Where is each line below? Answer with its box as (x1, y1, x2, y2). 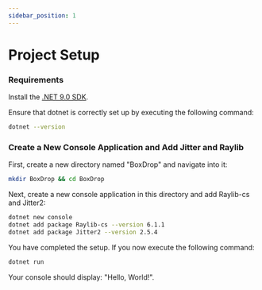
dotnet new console (8, 214, 73, 222)
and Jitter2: (8, 198, 46, 207)
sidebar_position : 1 (8, 11, 77, 20)
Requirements (8, 74, 64, 85)
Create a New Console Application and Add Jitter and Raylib (8, 141, 245, 153)
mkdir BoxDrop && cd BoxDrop (8, 176, 105, 184)
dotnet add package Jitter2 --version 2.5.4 (8, 228, 158, 236)
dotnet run (8, 257, 44, 266)
